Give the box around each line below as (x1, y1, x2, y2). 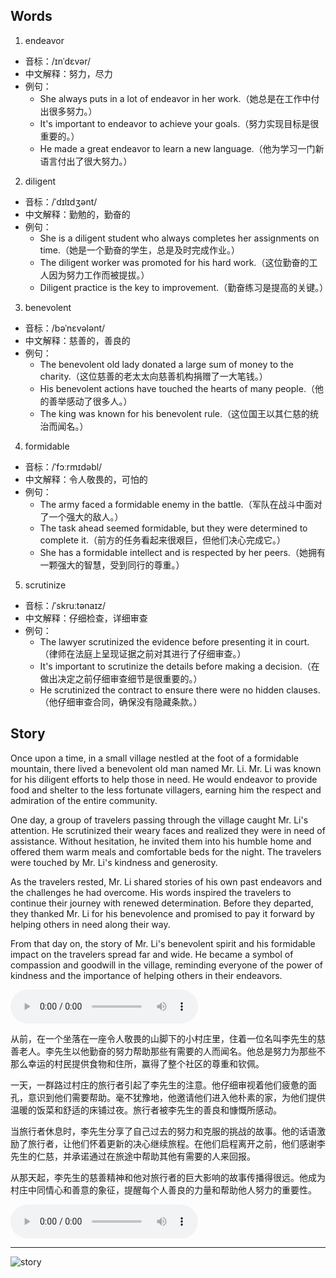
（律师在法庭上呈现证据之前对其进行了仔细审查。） (39, 647, 247, 659)
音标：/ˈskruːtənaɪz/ (24, 599, 107, 611)
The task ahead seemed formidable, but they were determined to (39, 522, 308, 534)
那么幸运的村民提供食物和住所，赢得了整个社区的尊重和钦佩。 (10, 1057, 265, 1069)
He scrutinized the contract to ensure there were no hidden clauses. (39, 684, 321, 696)
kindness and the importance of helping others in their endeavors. (10, 969, 283, 981)
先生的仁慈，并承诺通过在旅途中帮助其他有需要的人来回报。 (10, 1150, 256, 1162)
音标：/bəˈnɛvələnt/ (24, 322, 106, 334)
